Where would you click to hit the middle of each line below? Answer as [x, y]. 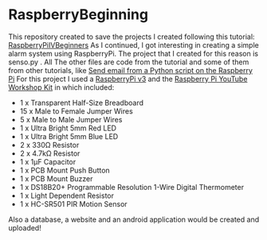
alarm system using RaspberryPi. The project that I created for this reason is [133, 53]
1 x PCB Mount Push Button [65, 170]
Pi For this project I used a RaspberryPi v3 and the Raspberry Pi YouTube [128, 79]
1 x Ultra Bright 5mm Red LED [68, 128]
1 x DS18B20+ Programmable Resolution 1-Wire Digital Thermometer [132, 187]
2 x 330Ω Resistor [49, 145]
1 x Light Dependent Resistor [67, 195]
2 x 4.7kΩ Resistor [50, 153]
